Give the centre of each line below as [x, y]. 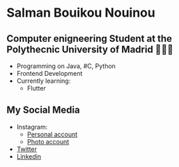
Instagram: [32, 127]
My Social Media [44, 110]
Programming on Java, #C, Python [66, 66]
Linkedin [29, 156]
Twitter [27, 149]
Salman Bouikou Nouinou [81, 13]
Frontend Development [49, 73]
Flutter [36, 88]
